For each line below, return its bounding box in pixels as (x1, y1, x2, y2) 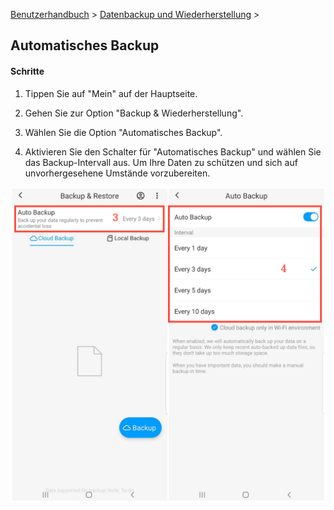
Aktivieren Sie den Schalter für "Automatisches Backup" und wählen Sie (24, 145, 322, 158)
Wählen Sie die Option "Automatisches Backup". (24, 126, 223, 138)
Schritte (10, 65, 45, 77)
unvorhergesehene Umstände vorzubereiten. (24, 167, 211, 179)
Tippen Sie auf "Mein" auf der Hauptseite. (24, 87, 198, 99)
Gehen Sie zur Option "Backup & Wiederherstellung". (24, 107, 244, 119)
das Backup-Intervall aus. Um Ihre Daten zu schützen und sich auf (24, 156, 298, 168)
